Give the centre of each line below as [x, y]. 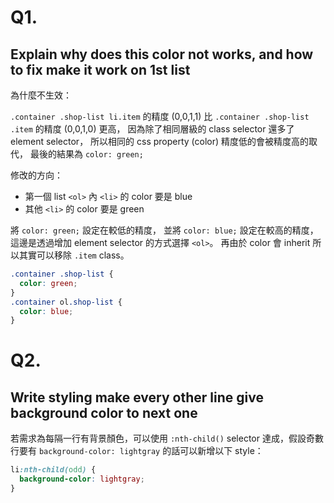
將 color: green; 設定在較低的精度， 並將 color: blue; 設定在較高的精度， [164, 230]
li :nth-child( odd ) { [53, 470]
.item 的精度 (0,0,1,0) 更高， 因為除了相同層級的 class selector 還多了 [152, 129]
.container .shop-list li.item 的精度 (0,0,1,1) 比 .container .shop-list [160, 116]
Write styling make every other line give [137, 397]
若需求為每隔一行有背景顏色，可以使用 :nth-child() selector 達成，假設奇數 [167, 438]
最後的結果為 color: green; [86, 154]
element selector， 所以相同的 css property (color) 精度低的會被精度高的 [160, 141]
